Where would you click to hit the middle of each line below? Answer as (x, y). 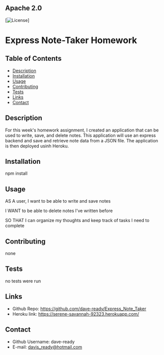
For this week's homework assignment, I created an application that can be (82, 130)
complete (15, 226)
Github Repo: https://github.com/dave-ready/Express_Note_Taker (79, 309)
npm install (16, 173)
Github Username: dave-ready (43, 342)
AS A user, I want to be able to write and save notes (58, 201)
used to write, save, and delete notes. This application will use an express (81, 135)
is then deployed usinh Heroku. (37, 146)
